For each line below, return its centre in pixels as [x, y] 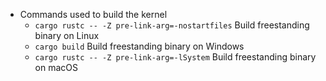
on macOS [56, 67]
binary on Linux [67, 35]
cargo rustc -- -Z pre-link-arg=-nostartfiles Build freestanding [172, 25]
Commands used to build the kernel [93, 14]
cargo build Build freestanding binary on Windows [139, 46]
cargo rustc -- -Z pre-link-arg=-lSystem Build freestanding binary [175, 57]
